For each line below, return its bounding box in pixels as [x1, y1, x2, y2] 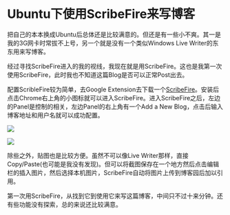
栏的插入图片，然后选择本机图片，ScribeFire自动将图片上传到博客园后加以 [7, 168, 218, 177]
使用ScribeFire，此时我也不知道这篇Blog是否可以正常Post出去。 [7, 70, 189, 79]
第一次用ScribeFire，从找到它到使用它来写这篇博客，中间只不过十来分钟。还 [7, 192, 224, 200]
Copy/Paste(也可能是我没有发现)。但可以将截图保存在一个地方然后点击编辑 [7, 159, 220, 168]
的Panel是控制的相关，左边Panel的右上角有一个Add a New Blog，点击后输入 [7, 102, 224, 111]
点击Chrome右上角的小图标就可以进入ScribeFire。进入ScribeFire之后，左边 [7, 93, 221, 102]
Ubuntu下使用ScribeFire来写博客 [7, 6, 196, 22]
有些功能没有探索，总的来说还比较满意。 [7, 200, 122, 208]
